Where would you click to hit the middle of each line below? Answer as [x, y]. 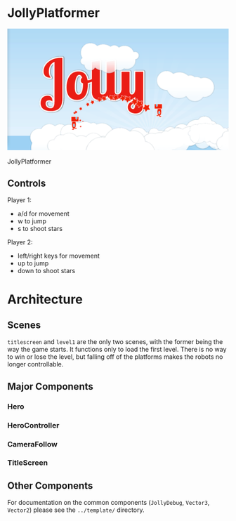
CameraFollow [32, 444]
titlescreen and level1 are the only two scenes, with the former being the [115, 342]
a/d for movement [44, 214]
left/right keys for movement [59, 256]
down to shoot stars [46, 271]
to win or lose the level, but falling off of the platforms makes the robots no [115, 357]
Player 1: [19, 200]
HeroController [33, 425]
